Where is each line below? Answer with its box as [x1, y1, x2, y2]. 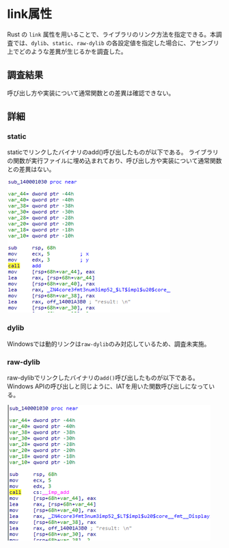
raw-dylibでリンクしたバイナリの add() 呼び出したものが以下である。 [7, 374, 200, 382]
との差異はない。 [7, 165, 55, 173]
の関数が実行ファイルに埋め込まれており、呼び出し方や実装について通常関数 [7, 157, 222, 165]
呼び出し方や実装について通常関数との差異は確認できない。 [7, 88, 175, 97]
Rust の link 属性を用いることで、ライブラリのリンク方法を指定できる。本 [7, 30, 217, 38]
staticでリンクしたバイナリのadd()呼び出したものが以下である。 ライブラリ [7, 148, 219, 156]
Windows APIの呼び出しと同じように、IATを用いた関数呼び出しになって [7, 382, 209, 390]
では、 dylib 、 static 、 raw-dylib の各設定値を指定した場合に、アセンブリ [12, 38, 220, 47]
